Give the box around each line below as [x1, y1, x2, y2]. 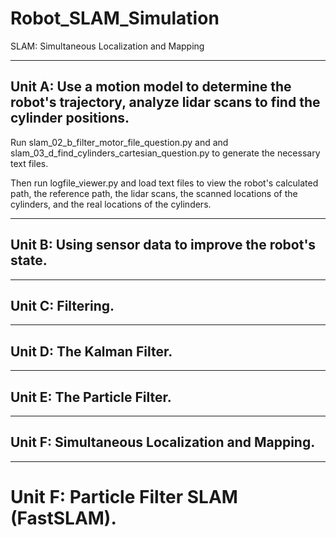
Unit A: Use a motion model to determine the [10, 78, 292, 96]
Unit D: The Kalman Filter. [10, 343, 173, 360]
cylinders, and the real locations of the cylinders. [10, 198, 212, 210]
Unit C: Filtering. [10, 297, 115, 314]
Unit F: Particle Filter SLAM [10, 486, 238, 508]
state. [10, 252, 48, 269]
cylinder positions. [10, 110, 130, 127]
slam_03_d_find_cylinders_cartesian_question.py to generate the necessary [10, 147, 321, 159]
